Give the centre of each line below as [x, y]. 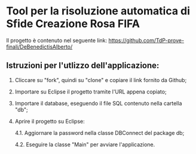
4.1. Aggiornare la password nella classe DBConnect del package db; [99, 132]
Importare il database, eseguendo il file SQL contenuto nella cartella [98, 103]
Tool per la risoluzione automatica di [98, 11]
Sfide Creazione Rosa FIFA [73, 24]
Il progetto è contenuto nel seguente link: [57, 40]
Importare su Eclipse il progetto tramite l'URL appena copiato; [91, 92]
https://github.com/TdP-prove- [146, 40]
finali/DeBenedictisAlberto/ [39, 47]
